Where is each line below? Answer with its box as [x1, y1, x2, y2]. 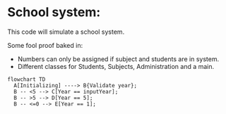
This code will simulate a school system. [7, 27, 125, 36]
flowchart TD [7, 75, 46, 83]
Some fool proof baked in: [7, 41, 83, 49]
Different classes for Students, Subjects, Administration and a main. [17, 62, 215, 70]
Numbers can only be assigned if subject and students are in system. [17, 54, 220, 63]
